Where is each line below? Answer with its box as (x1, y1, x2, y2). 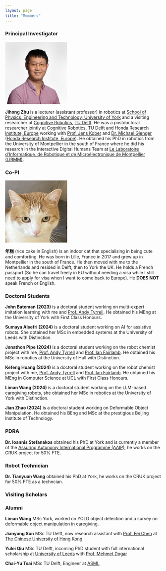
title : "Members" (5, 13, 41, 18)
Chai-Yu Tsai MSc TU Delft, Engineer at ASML (5, 561, 100, 567)
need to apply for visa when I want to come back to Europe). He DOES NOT (5, 275, 159, 281)
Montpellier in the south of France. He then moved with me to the (5, 259, 138, 265)
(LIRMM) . (5, 157, 24, 163)
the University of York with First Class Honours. (5, 315, 103, 321)
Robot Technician (5, 462, 49, 469)
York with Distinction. (5, 395, 49, 401)
